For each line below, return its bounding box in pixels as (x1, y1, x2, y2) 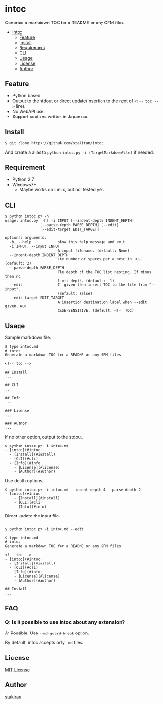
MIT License (5, 667, 30, 673)
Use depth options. (5, 478, 44, 483)
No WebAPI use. (12, 108, 45, 114)
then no (5, 274, 21, 279)
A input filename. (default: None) (57, 248, 130, 253)
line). (15, 103, 26, 109)
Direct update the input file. (5, 513, 60, 518)
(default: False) (57, 291, 93, 296)
